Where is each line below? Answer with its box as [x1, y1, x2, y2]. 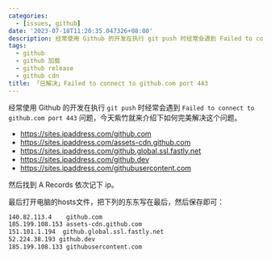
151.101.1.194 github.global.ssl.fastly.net [8, 228, 164, 236]
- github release [15, 65, 74, 73]
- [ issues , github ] [15, 19, 81, 27]
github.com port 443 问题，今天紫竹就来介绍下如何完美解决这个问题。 [8, 112, 242, 122]
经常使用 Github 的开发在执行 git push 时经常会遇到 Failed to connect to [8, 102, 255, 112]
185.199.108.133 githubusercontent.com [8, 243, 143, 251]
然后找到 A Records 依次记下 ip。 [8, 179, 119, 190]
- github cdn [15, 72, 60, 80]
